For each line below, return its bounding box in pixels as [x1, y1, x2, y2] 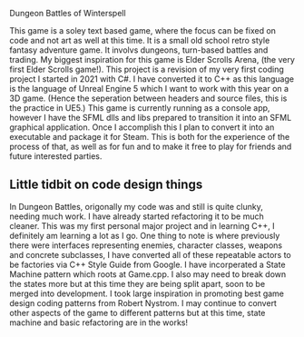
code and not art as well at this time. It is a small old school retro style [9, 35, 270, 45]
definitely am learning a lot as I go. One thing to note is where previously [9, 230, 280, 241]
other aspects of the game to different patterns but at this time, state [9, 307, 266, 318]
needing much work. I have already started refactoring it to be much [9, 211, 265, 222]
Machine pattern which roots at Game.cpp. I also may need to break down [9, 268, 287, 280]
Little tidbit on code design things [9, 177, 203, 193]
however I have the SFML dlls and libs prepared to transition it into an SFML [9, 113, 292, 123]
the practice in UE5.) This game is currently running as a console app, [9, 103, 270, 113]
